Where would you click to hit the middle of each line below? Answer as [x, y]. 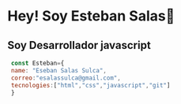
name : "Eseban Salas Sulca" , [59, 70]
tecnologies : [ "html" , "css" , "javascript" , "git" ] [90, 85]
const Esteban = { [38, 63]
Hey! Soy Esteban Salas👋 [91, 16]
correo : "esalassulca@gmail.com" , [66, 78]
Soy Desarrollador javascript [79, 45]
